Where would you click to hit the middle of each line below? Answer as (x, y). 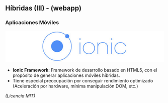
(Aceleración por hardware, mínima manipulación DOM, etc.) (75, 86)
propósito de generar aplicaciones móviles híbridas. (66, 75)
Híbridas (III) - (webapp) (44, 8)
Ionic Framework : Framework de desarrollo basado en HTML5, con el (85, 70)
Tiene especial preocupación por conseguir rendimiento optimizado (83, 81)
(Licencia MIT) (20, 96)
